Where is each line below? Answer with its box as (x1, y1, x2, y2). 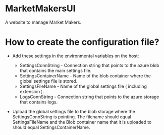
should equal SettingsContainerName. (12, 124, 90, 130)
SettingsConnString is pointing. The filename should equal (12, 114, 131, 120)
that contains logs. (19, 99, 58, 105)
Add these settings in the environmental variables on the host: (12, 53, 139, 59)
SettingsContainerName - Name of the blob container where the (19, 72, 151, 79)
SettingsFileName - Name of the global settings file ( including (19, 83, 147, 89)
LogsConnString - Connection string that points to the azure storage (19, 94, 160, 100)
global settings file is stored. (19, 78, 78, 84)
